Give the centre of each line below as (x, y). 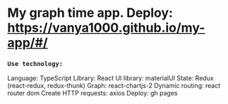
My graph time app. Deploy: (90, 13)
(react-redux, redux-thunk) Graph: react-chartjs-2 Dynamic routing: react (114, 86)
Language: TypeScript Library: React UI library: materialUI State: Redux (110, 78)
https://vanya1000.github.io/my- (106, 28)
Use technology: (35, 64)
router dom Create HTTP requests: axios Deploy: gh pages (92, 93)
